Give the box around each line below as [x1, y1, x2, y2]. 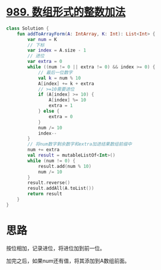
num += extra [27, 147, 60, 153]
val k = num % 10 [37, 75, 81, 81]
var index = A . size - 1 [27, 47, 86, 53]
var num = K [27, 36, 58, 42]
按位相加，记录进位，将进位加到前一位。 [6, 244, 105, 252]
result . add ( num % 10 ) [37, 163, 92, 169]
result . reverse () [27, 180, 70, 186]
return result [27, 191, 62, 197]
